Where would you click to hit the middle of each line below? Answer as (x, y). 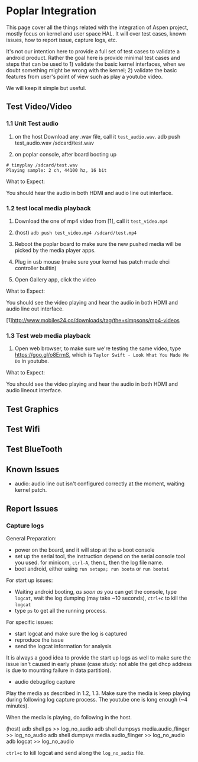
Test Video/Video (39, 107)
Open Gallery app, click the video (55, 279)
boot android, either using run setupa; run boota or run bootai (92, 569)
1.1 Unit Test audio (33, 124)
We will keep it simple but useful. (46, 88)
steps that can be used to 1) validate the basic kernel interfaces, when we (95, 64)
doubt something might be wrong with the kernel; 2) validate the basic (92, 70)
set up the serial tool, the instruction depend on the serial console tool (100, 556)
